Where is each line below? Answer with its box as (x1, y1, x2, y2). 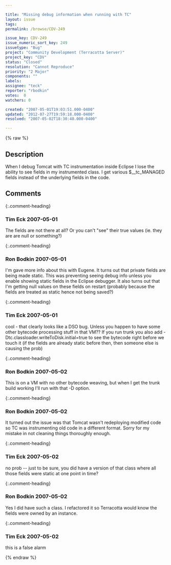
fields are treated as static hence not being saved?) (5, 289, 114, 295)
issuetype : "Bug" (5, 45, 42, 50)
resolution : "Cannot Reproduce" (5, 64, 74, 69)
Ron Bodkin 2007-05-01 (5, 255, 67, 262)
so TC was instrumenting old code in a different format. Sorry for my (5, 425, 149, 431)
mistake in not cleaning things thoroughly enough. (5, 431, 111, 437)
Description (5, 150, 44, 159)
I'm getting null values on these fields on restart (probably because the (5, 283, 155, 290)
